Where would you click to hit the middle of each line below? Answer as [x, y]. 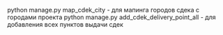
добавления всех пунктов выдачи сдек [65, 24]
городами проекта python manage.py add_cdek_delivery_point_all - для [111, 17]
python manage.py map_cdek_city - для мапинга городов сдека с [103, 10]
